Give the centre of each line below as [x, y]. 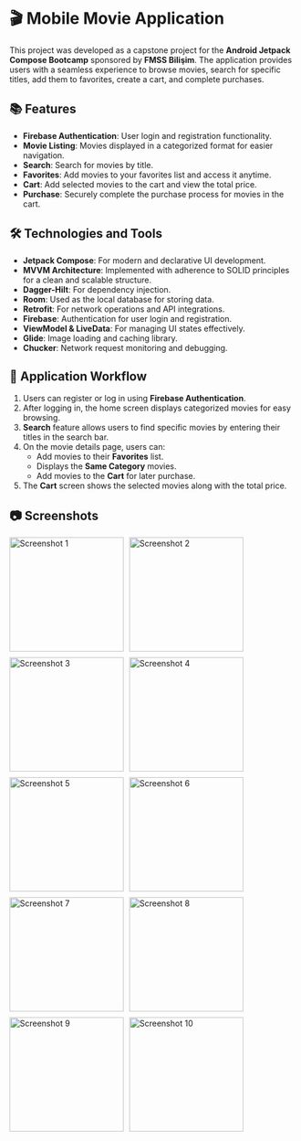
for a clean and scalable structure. [87, 280]
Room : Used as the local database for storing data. [118, 299]
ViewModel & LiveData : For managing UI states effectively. [134, 328]
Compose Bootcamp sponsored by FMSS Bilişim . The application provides [151, 59]
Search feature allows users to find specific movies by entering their [151, 428]
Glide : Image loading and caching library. [100, 338]
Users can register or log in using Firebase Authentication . [134, 399]
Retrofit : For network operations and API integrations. [124, 309]
